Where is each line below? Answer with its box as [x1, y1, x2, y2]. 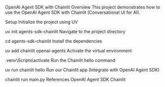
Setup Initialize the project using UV [5, 19, 78, 25]
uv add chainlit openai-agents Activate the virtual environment [5, 48, 132, 53]
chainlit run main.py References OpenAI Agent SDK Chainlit [5, 77, 126, 82]
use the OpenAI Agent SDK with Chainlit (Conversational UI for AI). [5, 9, 141, 15]
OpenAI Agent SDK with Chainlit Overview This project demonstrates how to [5, 4, 161, 10]
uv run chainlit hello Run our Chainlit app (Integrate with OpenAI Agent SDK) [5, 67, 160, 73]
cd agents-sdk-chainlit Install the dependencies [5, 38, 102, 44]
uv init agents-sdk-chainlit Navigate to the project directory [5, 29, 125, 34]
